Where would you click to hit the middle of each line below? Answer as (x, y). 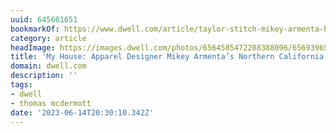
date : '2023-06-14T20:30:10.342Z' (82, 112)
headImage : (33, 47)
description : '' (44, 76)
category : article (48, 38)
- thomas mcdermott (51, 103)
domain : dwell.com (48, 66)
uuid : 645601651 (44, 19)
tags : (21, 85)
